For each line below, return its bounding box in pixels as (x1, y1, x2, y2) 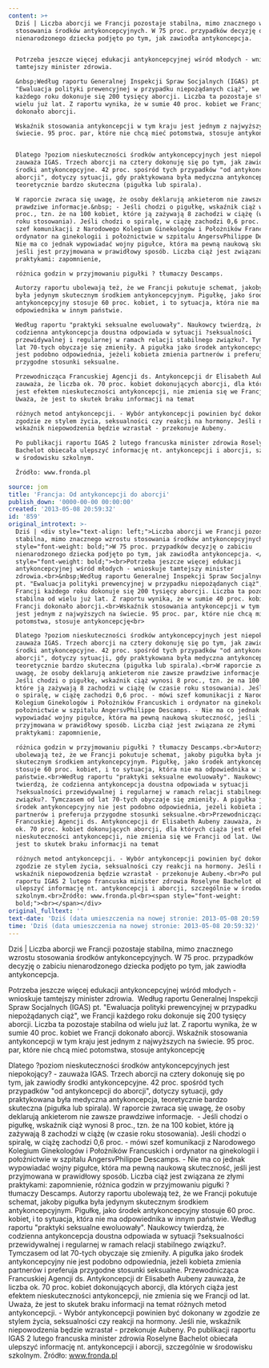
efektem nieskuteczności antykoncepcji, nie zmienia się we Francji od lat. (8, 1290, 251, 1301)
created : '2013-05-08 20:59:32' (8, 505, 116, 514)
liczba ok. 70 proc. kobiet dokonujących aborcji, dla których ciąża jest (8, 1282, 239, 1292)
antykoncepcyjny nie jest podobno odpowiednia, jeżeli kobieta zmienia (8, 1256, 242, 1266)
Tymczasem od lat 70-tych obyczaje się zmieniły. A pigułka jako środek (8, 1248, 244, 1257)
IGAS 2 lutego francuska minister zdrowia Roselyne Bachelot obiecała (8, 1333, 239, 1343)
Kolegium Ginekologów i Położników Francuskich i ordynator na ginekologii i (8, 1146, 259, 1155)
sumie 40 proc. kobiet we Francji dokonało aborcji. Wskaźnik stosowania (8, 1028, 248, 1037)
